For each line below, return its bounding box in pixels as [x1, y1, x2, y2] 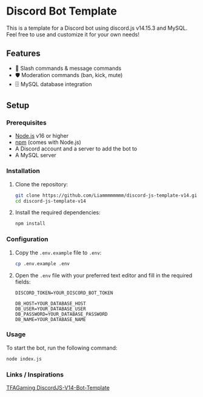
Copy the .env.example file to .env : [15, 249, 102, 256]
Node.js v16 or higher [15, 132, 68, 140]
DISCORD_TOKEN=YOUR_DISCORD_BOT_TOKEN [15, 290, 113, 296]
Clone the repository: [15, 180, 68, 188]
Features [6, 49, 41, 59]
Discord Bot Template [6, 4, 117, 18]
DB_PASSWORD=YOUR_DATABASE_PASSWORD [15, 311, 108, 317]
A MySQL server [15, 152, 56, 159]
